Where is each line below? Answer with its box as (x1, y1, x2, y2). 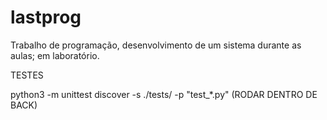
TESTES (10, 69, 44, 81)
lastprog (10, 6, 82, 29)
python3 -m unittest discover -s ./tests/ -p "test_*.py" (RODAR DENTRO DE (10, 88, 318, 100)
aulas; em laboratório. (10, 49, 100, 61)
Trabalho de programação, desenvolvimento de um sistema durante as (10, 39, 302, 51)
